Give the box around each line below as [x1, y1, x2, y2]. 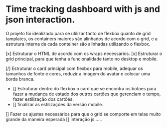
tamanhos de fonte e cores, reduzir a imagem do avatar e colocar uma [5, 70, 151, 76]
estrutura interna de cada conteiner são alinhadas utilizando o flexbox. [5, 41, 151, 47]
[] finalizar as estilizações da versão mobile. [12, 101, 104, 107]
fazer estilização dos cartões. [12, 96, 74, 102]
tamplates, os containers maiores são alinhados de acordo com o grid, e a [5, 36, 158, 42]
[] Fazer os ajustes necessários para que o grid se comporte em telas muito [5, 111, 161, 117]
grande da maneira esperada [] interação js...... [5, 116, 102, 122]
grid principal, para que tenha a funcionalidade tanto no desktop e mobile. [5, 56, 158, 62]
